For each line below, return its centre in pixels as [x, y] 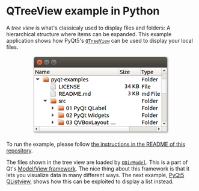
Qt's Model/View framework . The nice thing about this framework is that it [98, 168]
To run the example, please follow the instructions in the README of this [96, 144]
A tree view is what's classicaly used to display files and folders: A [88, 28]
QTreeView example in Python [83, 11]
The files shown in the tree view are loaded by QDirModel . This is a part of [97, 162]
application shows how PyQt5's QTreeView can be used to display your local [100, 40]
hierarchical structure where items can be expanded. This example [89, 34]
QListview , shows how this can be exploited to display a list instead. [90, 181]
